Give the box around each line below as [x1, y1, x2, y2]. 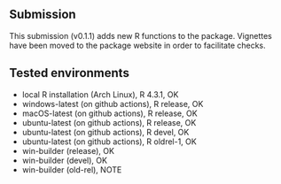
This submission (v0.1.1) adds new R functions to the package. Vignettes [9, 30, 272, 41]
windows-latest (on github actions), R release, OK [21, 98, 204, 109]
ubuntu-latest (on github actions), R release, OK [21, 117, 197, 127]
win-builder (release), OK [21, 145, 115, 156]
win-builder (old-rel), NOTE [21, 164, 122, 175]
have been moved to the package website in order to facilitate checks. [9, 40, 266, 50]
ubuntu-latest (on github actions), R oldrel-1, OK [21, 136, 197, 147]
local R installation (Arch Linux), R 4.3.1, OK [21, 88, 179, 100]
